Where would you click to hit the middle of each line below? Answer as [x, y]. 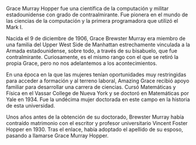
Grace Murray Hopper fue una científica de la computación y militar [87, 8]
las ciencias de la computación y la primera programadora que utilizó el [92, 21]
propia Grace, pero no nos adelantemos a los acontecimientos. [82, 63]
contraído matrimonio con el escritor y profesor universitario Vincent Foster [97, 123]
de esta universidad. [31, 106]
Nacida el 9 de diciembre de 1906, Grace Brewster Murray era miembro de [96, 38]
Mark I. [15, 27]
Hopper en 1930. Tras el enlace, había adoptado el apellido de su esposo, [94, 129]
